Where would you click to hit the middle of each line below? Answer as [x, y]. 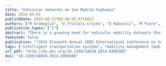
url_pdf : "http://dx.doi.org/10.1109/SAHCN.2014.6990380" [66, 51]
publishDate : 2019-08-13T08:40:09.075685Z [49, 19]
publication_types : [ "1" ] [32, 28]
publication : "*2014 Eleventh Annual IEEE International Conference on [80, 42]
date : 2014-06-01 [23, 14]
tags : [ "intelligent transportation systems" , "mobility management [77, 47]
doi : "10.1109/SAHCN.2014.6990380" [42, 56]
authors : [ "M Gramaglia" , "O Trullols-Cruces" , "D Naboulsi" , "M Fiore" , [83, 24]
